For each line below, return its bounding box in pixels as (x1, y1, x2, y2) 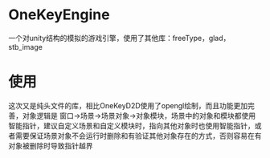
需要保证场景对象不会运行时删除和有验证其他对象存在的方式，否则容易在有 (14, 131, 262, 140)
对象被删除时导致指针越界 (8, 140, 93, 150)
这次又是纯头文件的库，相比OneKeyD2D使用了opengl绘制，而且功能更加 (8, 100, 247, 110)
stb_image (8, 42, 43, 51)
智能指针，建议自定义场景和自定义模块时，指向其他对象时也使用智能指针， (8, 120, 255, 130)
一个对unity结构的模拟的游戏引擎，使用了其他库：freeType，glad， (8, 33, 231, 43)
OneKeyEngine (8, 6, 110, 24)
